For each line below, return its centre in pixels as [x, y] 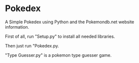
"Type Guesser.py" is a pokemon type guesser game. [58, 55]
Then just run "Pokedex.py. [32, 46]
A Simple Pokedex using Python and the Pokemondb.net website [70, 22]
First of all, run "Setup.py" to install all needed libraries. [60, 36]
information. [17, 27]
